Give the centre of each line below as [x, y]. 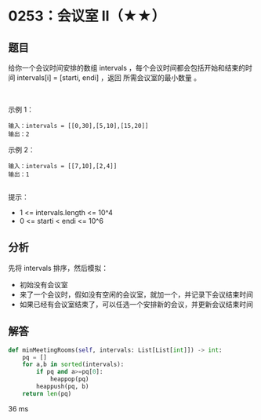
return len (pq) [47, 393]
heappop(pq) [69, 379]
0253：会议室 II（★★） [87, 16]
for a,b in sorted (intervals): [73, 365]
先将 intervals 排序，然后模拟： [58, 268]
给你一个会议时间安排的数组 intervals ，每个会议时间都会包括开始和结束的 [127, 68]
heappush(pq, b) [63, 386]
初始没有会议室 [43, 284]
